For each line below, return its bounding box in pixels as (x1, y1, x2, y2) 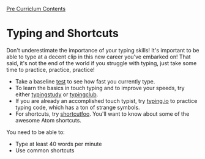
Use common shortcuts (15, 146, 75, 154)
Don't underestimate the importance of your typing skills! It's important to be (6, 46, 199, 54)
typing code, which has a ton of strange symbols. (15, 104, 140, 111)
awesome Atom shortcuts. (15, 116, 81, 124)
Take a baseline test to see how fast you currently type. (15, 77, 155, 85)
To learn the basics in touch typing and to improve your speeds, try (15, 84, 185, 91)
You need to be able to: (6, 128, 65, 136)
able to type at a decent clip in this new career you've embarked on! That (6, 53, 191, 60)
